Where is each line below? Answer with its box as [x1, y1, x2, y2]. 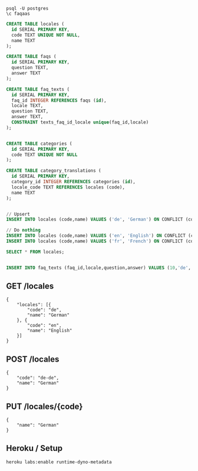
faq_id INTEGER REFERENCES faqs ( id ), [11, 98, 107, 103]
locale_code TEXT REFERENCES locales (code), [11, 184, 126, 190]
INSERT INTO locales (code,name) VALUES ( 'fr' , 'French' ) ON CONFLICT [6, 238, 183, 244]
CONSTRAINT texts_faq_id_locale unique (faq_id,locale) [11, 119, 149, 125]
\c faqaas [6, 11, 31, 17]
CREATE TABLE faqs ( [6, 54, 57, 60]
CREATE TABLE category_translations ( [6, 168, 101, 174]
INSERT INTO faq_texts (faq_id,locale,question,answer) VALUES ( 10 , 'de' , [6, 265, 192, 271]
